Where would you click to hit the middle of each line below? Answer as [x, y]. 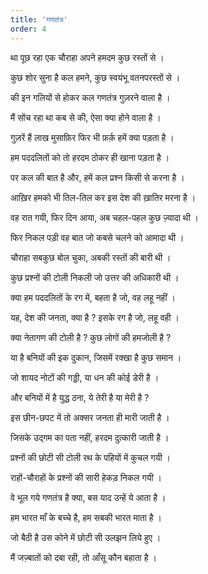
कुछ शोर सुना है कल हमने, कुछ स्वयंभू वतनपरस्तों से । [95, 77]
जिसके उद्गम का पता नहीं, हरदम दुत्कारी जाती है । [90, 437]
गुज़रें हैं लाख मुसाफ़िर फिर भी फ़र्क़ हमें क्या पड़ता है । [92, 137]
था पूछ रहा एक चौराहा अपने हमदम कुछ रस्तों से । [87, 57]
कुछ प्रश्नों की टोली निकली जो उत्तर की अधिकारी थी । [95, 277]
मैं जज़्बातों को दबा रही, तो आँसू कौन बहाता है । [83, 557]
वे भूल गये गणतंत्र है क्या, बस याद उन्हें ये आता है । [88, 497]
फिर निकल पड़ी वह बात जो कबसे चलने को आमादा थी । [97, 237]
